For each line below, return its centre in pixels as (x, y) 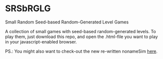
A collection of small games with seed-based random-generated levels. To (81, 31)
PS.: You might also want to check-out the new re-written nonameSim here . (81, 51)
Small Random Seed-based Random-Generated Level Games (67, 22)
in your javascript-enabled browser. (41, 41)
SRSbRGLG (28, 9)
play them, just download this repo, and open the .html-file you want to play (81, 37)
